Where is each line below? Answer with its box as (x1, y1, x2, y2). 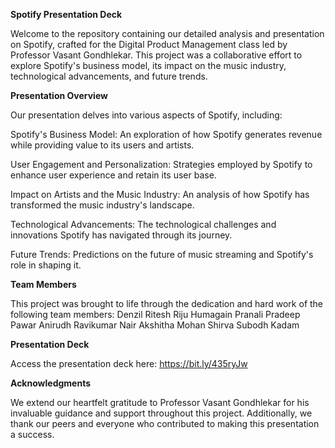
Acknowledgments (10, 377, 92, 389)
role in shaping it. (10, 259, 82, 271)
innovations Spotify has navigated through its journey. (10, 229, 233, 241)
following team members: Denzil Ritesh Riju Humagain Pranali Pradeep (10, 309, 301, 320)
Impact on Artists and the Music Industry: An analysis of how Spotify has (10, 189, 310, 200)
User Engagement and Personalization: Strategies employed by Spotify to (10, 159, 313, 170)
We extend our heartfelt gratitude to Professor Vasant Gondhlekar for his (10, 397, 310, 408)
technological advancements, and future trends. (10, 70, 208, 82)
